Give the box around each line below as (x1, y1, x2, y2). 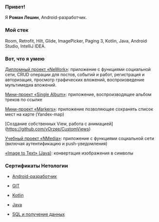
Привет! (5, 3, 25, 10)
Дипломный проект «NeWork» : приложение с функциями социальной (5, 66, 151, 72)
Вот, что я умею (5, 55, 45, 62)
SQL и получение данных (12, 211, 65, 217)
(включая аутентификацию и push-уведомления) (5, 140, 108, 146)
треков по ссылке (5, 96, 42, 102)
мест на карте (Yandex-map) (5, 111, 64, 117)
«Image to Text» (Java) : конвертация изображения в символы (5, 150, 134, 156)
